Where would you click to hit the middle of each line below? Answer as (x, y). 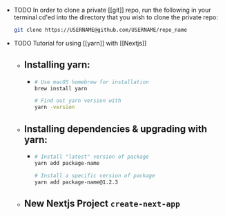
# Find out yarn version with (78, 101)
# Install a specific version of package (95, 175)
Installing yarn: (57, 65)
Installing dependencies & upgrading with (116, 129)
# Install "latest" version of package (92, 157)
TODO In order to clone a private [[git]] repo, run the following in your (112, 10)
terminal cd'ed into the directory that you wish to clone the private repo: (116, 17)
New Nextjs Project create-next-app (102, 203)
